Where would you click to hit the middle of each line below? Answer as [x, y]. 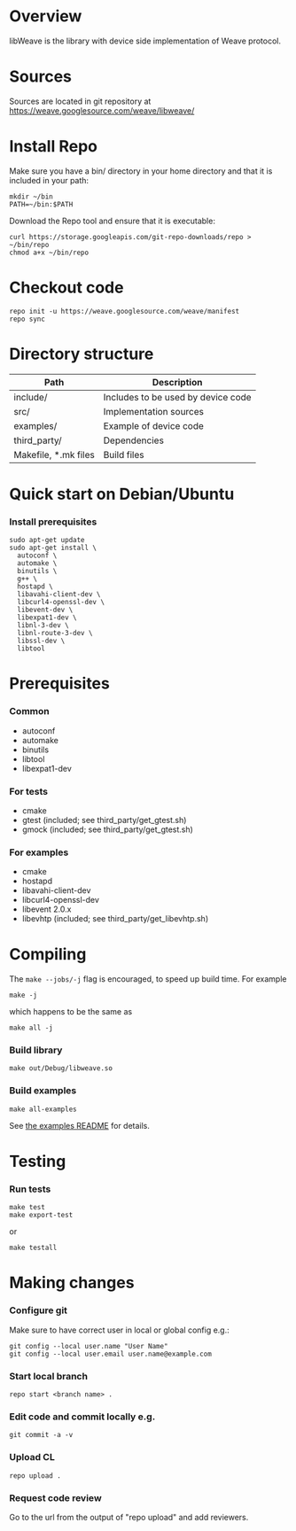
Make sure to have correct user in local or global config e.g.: [120, 1330]
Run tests [30, 1189]
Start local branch [49, 1376]
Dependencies [133, 440]
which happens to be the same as [71, 1012]
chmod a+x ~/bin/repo [49, 253]
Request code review [55, 1497]
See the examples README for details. [80, 1125]
